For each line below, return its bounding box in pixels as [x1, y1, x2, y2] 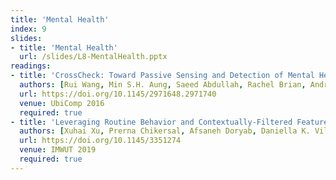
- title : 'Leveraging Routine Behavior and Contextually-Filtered [10, 117, 293, 127]
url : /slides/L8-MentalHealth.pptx [19, 52, 168, 62]
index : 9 [10, 24, 47, 34]
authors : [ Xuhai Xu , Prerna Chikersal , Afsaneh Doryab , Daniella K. [19, 126, 311, 136]
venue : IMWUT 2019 [19, 145, 97, 155]
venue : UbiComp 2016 [19, 98, 105, 108]
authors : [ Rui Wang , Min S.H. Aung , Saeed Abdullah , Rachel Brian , [19, 80, 307, 90]
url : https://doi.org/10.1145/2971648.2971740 [19, 89, 217, 99]
